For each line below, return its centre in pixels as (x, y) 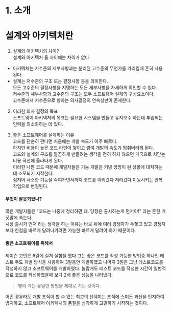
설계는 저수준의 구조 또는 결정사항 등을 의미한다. (60, 81)
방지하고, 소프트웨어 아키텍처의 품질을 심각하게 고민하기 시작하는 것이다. (77, 303)
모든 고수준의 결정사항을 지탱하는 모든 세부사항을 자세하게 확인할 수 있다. (85, 88)
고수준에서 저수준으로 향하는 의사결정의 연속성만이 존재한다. (72, 100)
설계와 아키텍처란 (39, 36)
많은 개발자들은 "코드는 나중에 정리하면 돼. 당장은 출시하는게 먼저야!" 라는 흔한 (83, 211)
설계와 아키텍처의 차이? (36, 51)
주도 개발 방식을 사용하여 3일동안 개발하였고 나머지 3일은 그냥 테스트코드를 (89, 262)
